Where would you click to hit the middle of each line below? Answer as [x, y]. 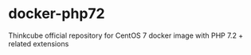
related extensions [39, 43]
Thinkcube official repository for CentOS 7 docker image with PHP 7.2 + [126, 35]
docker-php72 [57, 14]
